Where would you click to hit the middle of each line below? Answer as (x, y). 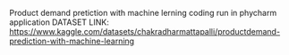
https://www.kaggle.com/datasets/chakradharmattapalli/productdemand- (144, 31)
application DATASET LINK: (59, 22)
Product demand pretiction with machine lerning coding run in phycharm (143, 13)
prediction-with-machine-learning (72, 41)
